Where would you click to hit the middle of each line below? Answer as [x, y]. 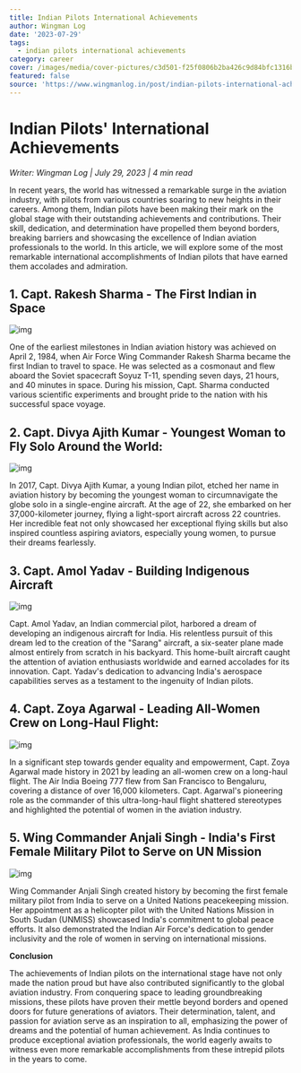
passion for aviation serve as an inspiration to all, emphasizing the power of [149, 1021]
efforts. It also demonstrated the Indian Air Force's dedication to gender [142, 929]
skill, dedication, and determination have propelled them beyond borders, [145, 228]
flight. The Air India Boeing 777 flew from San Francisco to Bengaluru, [138, 781]
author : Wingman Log [48, 26]
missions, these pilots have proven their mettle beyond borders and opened [149, 1001]
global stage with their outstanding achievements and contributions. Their [146, 218]
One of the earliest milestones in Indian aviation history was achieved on [143, 347]
